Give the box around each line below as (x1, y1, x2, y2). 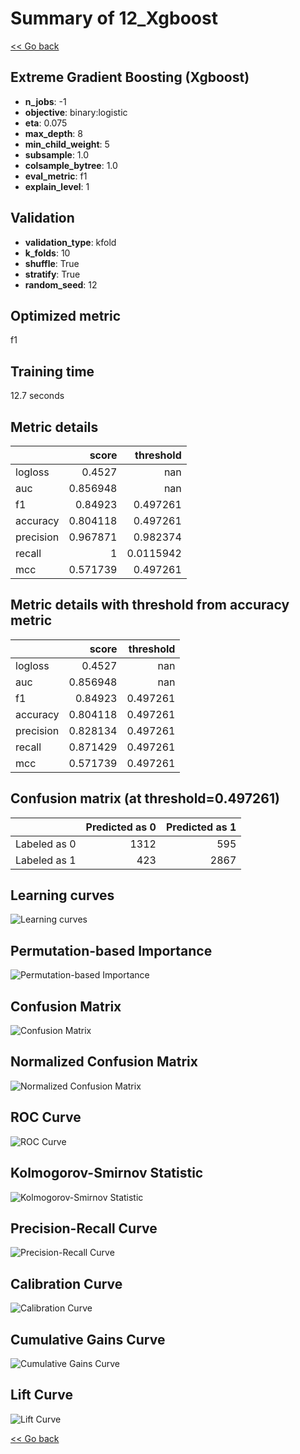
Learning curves (10, 887, 115, 904)
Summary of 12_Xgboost (10, 7, 218, 30)
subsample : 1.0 (24, 148, 90, 161)
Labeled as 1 (15, 853, 77, 867)
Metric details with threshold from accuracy (10, 597, 290, 614)
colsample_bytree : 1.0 (24, 159, 118, 171)
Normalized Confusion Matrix (10, 1053, 198, 1071)
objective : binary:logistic (24, 106, 128, 118)
